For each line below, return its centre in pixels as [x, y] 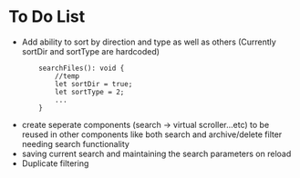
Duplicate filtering [55, 163]
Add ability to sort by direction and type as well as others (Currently [149, 42]
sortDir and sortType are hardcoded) [91, 51]
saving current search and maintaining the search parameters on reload [156, 153]
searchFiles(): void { [82, 68]
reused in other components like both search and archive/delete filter [152, 134]
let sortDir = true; [94, 84]
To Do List [47, 17]
